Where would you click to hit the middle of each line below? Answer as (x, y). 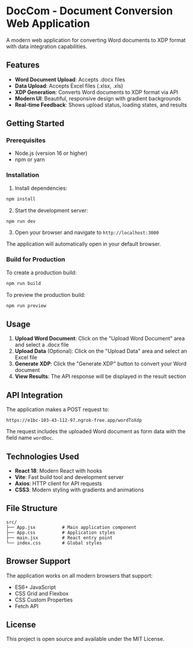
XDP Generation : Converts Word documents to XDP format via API (96, 92)
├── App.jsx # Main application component (71, 527)
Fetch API (26, 606)
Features (23, 65)
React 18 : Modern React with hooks (58, 471)
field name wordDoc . (30, 438)
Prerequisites (26, 140)
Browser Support (39, 561)
